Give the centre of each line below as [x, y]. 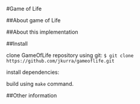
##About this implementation [42, 32]
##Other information [32, 95]
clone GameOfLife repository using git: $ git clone [70, 55]
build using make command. [40, 84]
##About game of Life [33, 20]
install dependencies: [33, 72]
